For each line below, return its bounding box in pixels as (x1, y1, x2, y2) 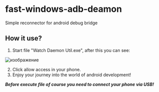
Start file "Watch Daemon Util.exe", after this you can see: (12, 47, 130, 53)
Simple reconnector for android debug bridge (5, 20, 98, 26)
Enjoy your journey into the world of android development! (12, 72, 131, 78)
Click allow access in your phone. (12, 66, 81, 72)
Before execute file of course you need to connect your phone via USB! (5, 81, 155, 87)
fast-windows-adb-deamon (5, 3, 122, 15)
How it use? (5, 34, 42, 43)
